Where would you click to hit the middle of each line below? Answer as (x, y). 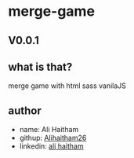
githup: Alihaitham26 (53, 138)
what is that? (40, 66)
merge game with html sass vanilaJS (67, 86)
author (25, 110)
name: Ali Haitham (49, 130)
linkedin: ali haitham (51, 146)
